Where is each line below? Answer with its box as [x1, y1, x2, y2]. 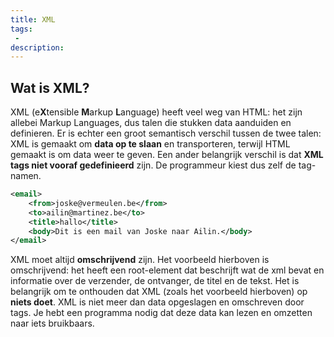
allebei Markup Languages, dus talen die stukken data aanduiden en [10, 117, 292, 129]
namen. [10, 170, 42, 182]
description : [10, 42, 65, 53]
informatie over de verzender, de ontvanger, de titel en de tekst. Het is [10, 275, 300, 287]
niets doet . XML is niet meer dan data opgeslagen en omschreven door [10, 296, 305, 308]
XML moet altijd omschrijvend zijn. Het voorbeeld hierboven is [10, 254, 270, 266]
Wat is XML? [10, 79, 90, 96]
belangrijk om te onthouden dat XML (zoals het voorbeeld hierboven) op [10, 286, 308, 298]
